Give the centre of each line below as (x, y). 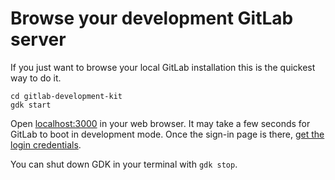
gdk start (31, 105)
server (38, 39)
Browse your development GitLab (152, 18)
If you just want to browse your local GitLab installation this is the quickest (163, 67)
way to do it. (36, 78)
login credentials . (46, 144)
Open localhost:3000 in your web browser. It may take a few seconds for (160, 123)
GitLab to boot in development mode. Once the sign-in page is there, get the (167, 134)
